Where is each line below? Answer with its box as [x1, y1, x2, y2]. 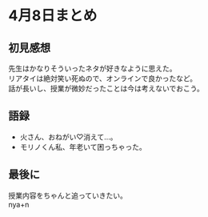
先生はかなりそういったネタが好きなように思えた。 [8, 64, 177, 73]
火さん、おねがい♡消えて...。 [19, 132, 118, 142]
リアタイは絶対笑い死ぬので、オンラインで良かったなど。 [8, 74, 198, 83]
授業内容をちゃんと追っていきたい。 [8, 191, 128, 200]
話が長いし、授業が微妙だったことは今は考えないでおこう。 [8, 84, 204, 93]
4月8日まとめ [8, 6, 98, 25]
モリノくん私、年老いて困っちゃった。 [19, 142, 146, 151]
